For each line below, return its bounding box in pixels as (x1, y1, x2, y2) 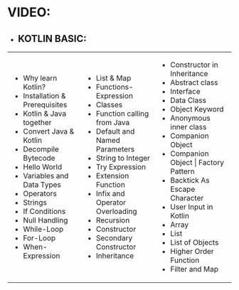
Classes (95, 100, 123, 109)
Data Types (23, 180, 62, 189)
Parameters (95, 144, 135, 154)
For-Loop (23, 233, 56, 242)
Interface (170, 87, 201, 96)
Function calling (95, 109, 149, 118)
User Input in (170, 202, 213, 212)
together (23, 118, 52, 127)
